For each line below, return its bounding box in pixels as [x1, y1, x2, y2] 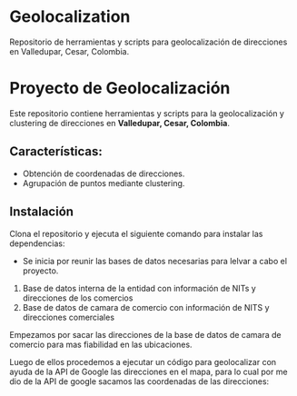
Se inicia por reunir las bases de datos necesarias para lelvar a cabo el [22, 255, 288, 266]
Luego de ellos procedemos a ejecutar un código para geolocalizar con [9, 356, 277, 367]
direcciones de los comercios [22, 292, 134, 303]
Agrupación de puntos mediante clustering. [22, 177, 185, 188]
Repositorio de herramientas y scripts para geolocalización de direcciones [9, 36, 288, 47]
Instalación [9, 204, 74, 220]
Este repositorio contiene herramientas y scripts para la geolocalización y [9, 107, 284, 119]
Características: [9, 144, 103, 160]
